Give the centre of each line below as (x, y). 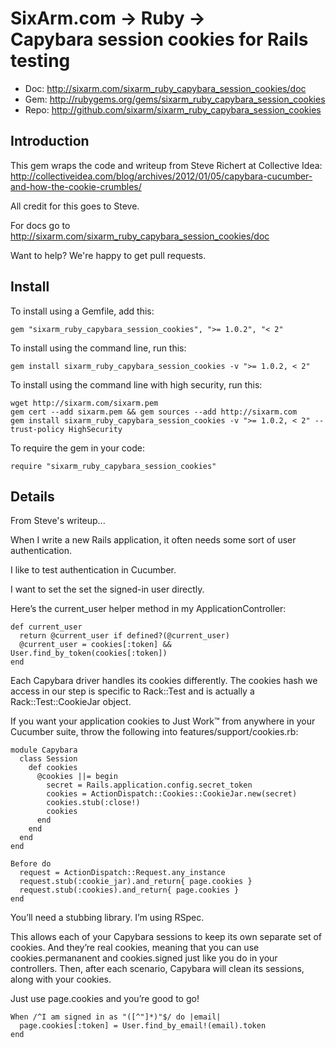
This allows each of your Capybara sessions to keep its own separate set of (166, 937)
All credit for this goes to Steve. (75, 206)
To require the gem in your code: (77, 448)
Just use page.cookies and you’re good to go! (105, 999)
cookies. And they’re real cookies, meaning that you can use (135, 948)
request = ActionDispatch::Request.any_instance (122, 873)
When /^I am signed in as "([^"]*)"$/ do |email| (116, 1017)
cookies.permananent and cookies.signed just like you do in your (144, 958)
